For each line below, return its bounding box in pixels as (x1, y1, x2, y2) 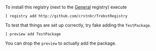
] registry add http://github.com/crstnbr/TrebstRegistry (5, 14, 128, 19)
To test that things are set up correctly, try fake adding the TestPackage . (5, 22, 152, 28)
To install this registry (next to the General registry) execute (5, 4, 127, 10)
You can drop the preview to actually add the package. (5, 40, 117, 46)
